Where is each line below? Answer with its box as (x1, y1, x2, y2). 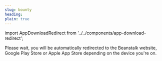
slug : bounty (4, 7, 32, 12)
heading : (4, 12, 23, 17)
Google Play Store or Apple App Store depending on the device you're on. (4, 50, 157, 56)
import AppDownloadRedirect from (4, 30, 77, 36)
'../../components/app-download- (77, 30, 146, 36)
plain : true (4, 16, 29, 21)
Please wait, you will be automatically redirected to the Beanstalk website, (4, 45, 157, 51)
